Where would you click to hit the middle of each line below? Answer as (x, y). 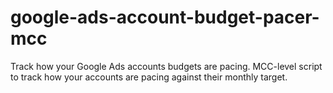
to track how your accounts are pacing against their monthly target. (149, 77)
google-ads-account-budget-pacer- (165, 17)
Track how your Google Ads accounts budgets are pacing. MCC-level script (166, 66)
